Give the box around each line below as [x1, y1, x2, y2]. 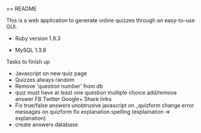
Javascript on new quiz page [14, 70, 87, 77]
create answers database [14, 121, 78, 128]
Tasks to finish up [6, 58, 50, 65]
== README [6, 5, 37, 12]
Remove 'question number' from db [14, 82, 104, 90]
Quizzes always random [14, 76, 75, 83]
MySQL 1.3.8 [14, 46, 46, 54]
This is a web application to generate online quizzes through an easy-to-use [6, 17, 196, 23]
